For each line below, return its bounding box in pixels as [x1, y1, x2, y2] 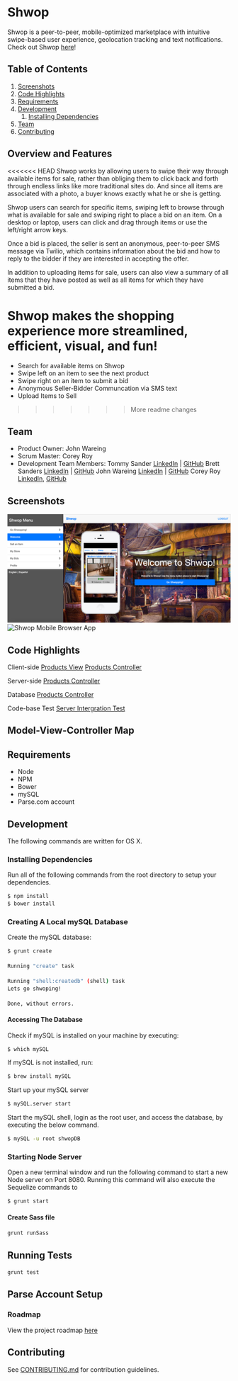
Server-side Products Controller [7, 677, 101, 686]
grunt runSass [7, 1229, 50, 1237]
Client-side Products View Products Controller [7, 663, 142, 671]
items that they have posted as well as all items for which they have [7, 275, 204, 284]
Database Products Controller [7, 690, 94, 699]
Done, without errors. [7, 1000, 74, 1007]
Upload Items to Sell [17, 391, 76, 400]
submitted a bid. [7, 283, 55, 291]
